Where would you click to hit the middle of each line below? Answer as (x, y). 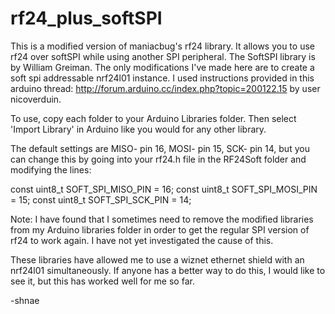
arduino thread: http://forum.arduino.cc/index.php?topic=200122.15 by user (165, 88)
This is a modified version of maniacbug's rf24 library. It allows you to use (162, 46)
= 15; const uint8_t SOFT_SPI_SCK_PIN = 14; (101, 199)
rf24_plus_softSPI (86, 18)
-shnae (25, 300)
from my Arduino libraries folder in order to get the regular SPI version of (160, 229)
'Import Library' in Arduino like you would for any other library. (138, 129)
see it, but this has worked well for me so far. (102, 281)
